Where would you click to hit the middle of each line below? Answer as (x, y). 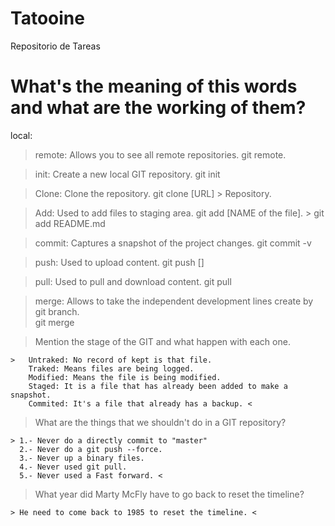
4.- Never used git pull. (73, 467)
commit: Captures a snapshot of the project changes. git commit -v (173, 243)
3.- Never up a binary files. (82, 458)
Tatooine (47, 18)
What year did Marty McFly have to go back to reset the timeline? (169, 494)
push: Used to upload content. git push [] (119, 262)
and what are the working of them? (158, 108)
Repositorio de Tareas (55, 46)
